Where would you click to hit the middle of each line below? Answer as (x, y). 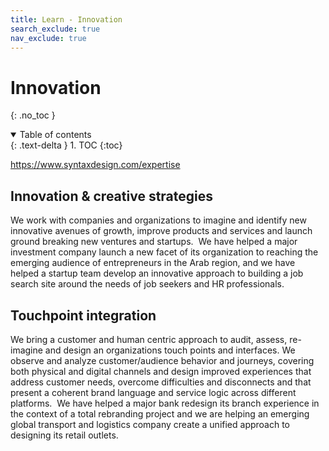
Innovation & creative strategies (112, 196)
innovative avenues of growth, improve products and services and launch (161, 231)
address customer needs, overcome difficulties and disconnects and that (161, 382)
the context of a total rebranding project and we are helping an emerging (160, 413)
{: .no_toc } (33, 115)
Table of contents (55, 135)
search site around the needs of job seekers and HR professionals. (147, 284)
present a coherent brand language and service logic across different (153, 392)
